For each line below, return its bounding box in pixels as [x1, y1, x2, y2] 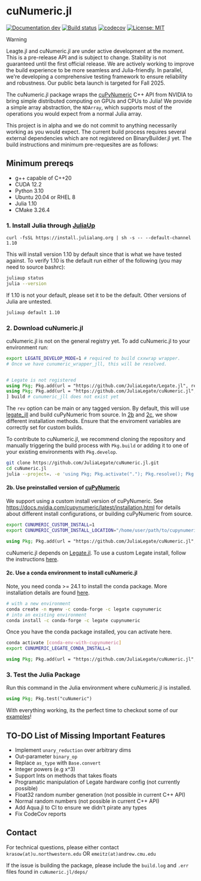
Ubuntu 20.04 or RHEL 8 [14, 194, 76, 201]
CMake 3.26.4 [14, 206, 50, 213]
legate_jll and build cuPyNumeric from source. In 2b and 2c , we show [6, 411, 178, 418]
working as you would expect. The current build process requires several [6, 128, 187, 135]
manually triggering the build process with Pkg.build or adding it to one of [6, 442, 189, 449]
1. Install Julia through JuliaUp [6, 221, 96, 230]
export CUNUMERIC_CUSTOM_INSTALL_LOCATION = [6, 527, 117, 533]
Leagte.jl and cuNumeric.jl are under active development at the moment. [6, 47, 184, 55]
